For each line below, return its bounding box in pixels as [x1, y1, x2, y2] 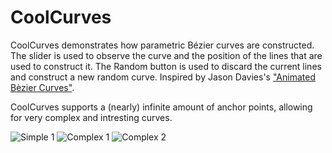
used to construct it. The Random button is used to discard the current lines [10, 60, 322, 72]
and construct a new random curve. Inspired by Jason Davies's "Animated [10, 71, 316, 83]
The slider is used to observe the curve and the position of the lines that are [10, 49, 323, 61]
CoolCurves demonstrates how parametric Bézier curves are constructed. [10, 39, 315, 51]
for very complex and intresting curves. [10, 111, 173, 123]
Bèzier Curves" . [10, 81, 75, 93]
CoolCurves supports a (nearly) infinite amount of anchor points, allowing [10, 101, 313, 113]
